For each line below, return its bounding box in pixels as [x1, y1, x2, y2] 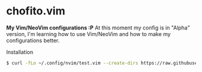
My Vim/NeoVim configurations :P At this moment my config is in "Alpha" [6, 24, 191, 31]
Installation [6, 48, 34, 55]
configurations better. [6, 37, 60, 44]
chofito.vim [6, 4, 66, 18]
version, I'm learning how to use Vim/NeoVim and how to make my [6, 30, 171, 37]
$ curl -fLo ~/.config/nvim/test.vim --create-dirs [6, 60, 138, 66]
